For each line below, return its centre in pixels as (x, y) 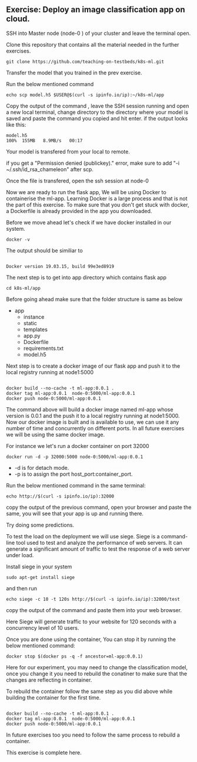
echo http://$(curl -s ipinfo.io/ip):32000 (60, 496)
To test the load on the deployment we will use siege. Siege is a (83, 536)
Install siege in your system (39, 567)
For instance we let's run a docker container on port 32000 (78, 446)
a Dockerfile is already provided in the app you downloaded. (79, 211)
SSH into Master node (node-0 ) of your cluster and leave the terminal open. (98, 33)
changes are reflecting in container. (49, 680)
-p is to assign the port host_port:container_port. (74, 474)
